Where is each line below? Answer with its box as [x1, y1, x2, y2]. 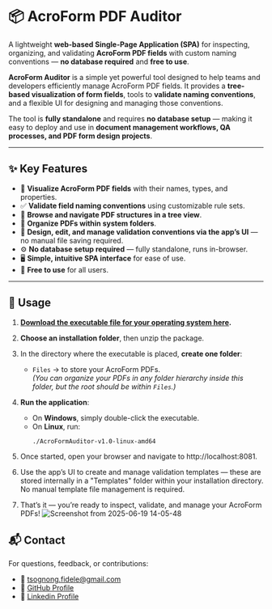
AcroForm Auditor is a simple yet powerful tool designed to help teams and [8, 72, 261, 82]
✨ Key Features [8, 162, 87, 176]
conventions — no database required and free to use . [8, 57, 189, 66]
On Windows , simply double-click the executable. [32, 412, 200, 422]
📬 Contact [8, 533, 66, 547]
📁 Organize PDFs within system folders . [19, 218, 156, 228]
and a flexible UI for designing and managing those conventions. [8, 98, 223, 108]
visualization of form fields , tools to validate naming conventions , [31, 89, 257, 99]
